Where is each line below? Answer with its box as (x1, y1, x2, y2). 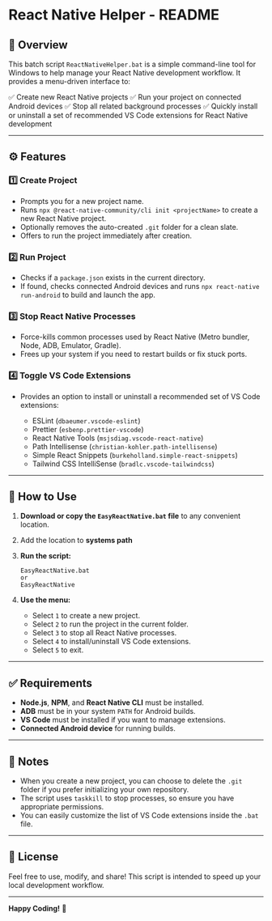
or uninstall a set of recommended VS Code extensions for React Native (8, 111, 249, 120)
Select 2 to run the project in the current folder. (32, 619, 189, 629)
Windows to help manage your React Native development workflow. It (8, 68, 241, 78)
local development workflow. (8, 880, 104, 889)
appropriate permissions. (19, 802, 104, 812)
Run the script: (19, 551, 71, 561)
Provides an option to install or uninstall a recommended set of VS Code (19, 391, 261, 401)
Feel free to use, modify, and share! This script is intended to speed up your (8, 872, 261, 881)
